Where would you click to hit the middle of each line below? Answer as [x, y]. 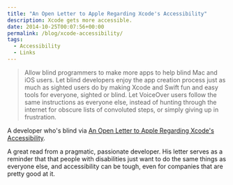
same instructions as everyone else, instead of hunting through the [120, 102]
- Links [25, 53]
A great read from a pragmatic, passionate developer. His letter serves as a [115, 151]
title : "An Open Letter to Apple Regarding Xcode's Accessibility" [107, 14]
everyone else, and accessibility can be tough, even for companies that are [115, 166]
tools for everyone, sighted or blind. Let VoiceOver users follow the [121, 94]
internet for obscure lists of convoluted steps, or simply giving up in [121, 110]
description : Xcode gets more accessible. [70, 20]
